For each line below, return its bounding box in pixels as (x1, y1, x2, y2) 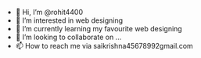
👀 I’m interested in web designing (15, 16, 124, 25)
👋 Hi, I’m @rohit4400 (15, 8, 84, 16)
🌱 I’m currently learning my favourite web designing (15, 24, 182, 33)
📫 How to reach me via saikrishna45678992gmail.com (15, 42, 193, 50)
